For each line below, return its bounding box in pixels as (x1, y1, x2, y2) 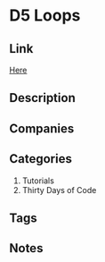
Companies (9, 121, 75, 136)
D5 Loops (9, 5, 81, 26)
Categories (9, 151, 73, 166)
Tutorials (21, 175, 55, 186)
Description (9, 90, 76, 106)
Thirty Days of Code (21, 184, 97, 195)
